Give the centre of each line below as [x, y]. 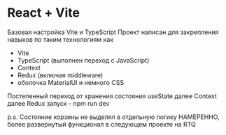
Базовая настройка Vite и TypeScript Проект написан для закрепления [113, 32]
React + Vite [44, 13]
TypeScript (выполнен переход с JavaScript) [83, 60]
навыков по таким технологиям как [61, 39]
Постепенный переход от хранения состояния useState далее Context [112, 96]
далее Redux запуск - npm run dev [58, 103]
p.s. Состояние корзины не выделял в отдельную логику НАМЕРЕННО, [113, 117]
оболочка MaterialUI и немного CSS [71, 82]
